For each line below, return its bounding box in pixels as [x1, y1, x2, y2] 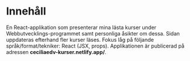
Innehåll [6, 5, 46, 18]
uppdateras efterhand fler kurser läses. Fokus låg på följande [6, 36, 154, 43]
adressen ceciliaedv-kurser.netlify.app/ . [6, 48, 107, 55]
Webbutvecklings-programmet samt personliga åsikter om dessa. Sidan [6, 30, 180, 37]
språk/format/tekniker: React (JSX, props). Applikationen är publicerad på [6, 42, 185, 49]
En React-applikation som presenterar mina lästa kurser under [6, 24, 157, 31]
